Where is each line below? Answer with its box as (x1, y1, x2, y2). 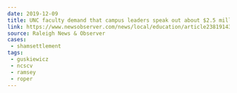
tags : (7, 50, 23, 57)
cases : (7, 36, 27, 43)
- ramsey (10, 69, 37, 76)
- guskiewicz (10, 56, 49, 63)
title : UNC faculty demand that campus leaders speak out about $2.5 (7, 17, 217, 24)
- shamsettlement (10, 43, 61, 50)
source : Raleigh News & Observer (7, 29, 106, 37)
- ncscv (10, 62, 33, 69)
